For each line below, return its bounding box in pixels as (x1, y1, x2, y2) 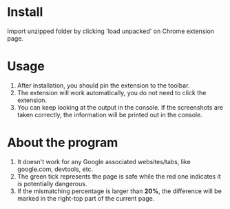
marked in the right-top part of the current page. (17, 194, 155, 202)
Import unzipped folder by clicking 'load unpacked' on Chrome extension (7, 27, 215, 35)
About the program (7, 135, 118, 150)
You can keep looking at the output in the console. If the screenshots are (17, 103, 224, 111)
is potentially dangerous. (17, 179, 87, 188)
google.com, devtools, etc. (17, 165, 94, 173)
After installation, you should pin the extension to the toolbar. (17, 81, 190, 90)
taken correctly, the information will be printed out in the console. (17, 110, 203, 119)
